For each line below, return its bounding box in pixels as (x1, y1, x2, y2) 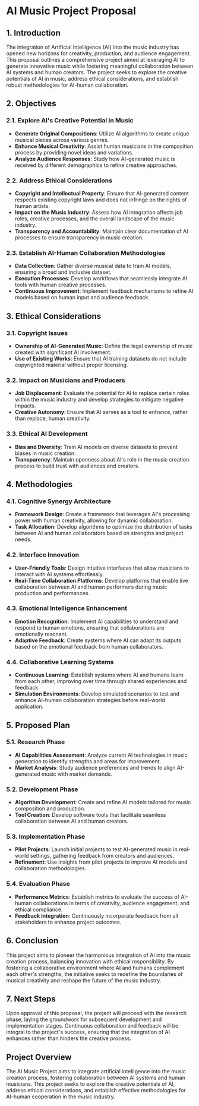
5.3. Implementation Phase (6, 833, 86, 841)
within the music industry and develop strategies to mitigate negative (14, 396, 184, 403)
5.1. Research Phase (6, 738, 65, 746)
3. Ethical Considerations (6, 311, 102, 321)
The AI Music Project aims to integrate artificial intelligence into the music (6, 1068, 186, 1075)
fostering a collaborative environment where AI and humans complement (6, 964, 185, 971)
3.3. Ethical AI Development (6, 429, 88, 438)
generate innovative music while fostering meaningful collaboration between (6, 62, 194, 69)
